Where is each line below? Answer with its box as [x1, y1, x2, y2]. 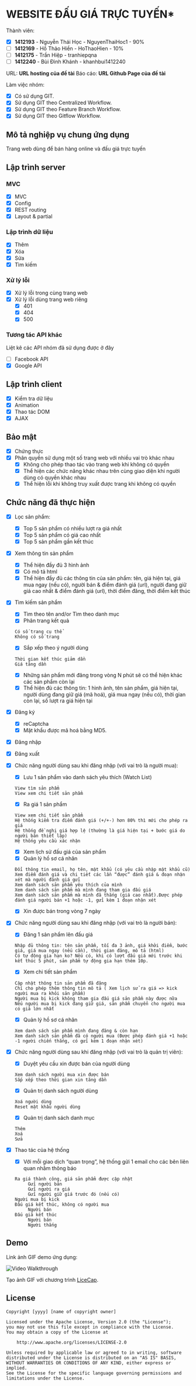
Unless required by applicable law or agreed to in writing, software [6, 1350, 182, 1356]
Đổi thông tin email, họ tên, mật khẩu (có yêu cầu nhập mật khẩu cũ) [14, 867, 191, 873]
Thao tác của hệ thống [14, 1146, 70, 1153]
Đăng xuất [14, 750, 40, 757]
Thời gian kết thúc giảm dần [14, 656, 86, 662]
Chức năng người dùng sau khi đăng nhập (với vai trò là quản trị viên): [14, 1048, 183, 1055]
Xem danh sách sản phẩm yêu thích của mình [14, 882, 123, 888]
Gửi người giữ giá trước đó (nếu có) [27, 1191, 120, 1197]
